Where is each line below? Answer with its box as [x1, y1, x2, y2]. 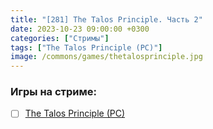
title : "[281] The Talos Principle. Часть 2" [10, 14, 203, 25]
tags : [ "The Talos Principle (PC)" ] [10, 42, 163, 53]
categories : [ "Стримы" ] [10, 33, 110, 43]
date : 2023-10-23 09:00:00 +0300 [10, 24, 150, 34]
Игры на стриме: [10, 85, 97, 99]
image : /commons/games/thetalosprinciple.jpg [10, 52, 203, 62]
